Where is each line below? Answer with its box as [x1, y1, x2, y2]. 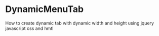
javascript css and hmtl [5, 25, 54, 31]
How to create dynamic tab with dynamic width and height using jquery [5, 20, 154, 26]
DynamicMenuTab [5, 3, 84, 15]
